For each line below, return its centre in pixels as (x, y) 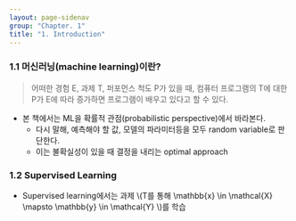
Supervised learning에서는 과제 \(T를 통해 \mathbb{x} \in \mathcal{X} (148, 195)
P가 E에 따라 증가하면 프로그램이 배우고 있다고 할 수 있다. (130, 99)
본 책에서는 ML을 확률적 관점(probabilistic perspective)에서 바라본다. (144, 118)
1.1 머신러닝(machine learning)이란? (85, 67)
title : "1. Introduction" (57, 34)
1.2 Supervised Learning (63, 175)
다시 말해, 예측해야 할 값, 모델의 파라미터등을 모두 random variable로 (156, 129)
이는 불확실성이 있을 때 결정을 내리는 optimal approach (132, 151)
